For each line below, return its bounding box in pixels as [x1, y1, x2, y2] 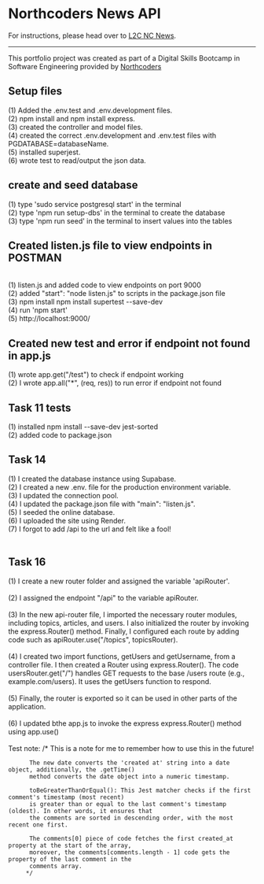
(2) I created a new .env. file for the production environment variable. [8, 482, 232, 492]
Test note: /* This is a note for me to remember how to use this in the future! [8, 743, 255, 753]
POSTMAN [8, 251, 62, 264]
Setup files [8, 84, 63, 98]
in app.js [8, 349, 51, 362]
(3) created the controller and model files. [8, 122, 143, 131]
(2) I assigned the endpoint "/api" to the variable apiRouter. [8, 593, 199, 602]
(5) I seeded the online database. [8, 507, 115, 516]
